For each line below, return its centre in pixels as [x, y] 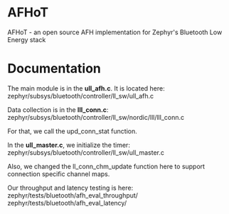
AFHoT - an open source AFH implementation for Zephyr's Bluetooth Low [115, 32]
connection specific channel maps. [59, 174]
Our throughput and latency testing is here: [70, 188]
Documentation [54, 69]
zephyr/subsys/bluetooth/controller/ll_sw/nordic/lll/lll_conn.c [96, 117]
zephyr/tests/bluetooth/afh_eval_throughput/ [73, 195]
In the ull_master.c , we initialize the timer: [69, 145]
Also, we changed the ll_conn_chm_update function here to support [106, 166]
